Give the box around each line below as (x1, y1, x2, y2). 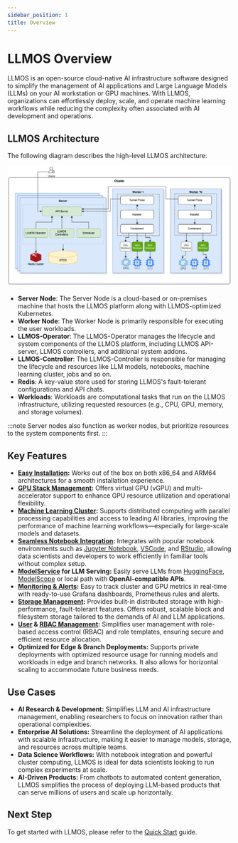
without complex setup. (17, 560, 87, 568)
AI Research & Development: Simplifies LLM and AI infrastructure (17, 705, 211, 713)
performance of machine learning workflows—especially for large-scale (17, 522, 229, 530)
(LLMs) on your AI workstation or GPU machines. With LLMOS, (7, 89, 190, 98)
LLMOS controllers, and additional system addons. (39, 347, 188, 356)
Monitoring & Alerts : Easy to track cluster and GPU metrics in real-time (17, 582, 227, 591)
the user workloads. (17, 325, 77, 333)
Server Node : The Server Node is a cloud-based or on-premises (17, 294, 207, 303)
